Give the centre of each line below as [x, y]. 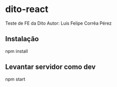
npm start [15, 79]
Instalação [22, 39]
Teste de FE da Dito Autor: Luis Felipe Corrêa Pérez [58, 23]
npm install [17, 51]
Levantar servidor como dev [50, 67]
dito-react [27, 9]
